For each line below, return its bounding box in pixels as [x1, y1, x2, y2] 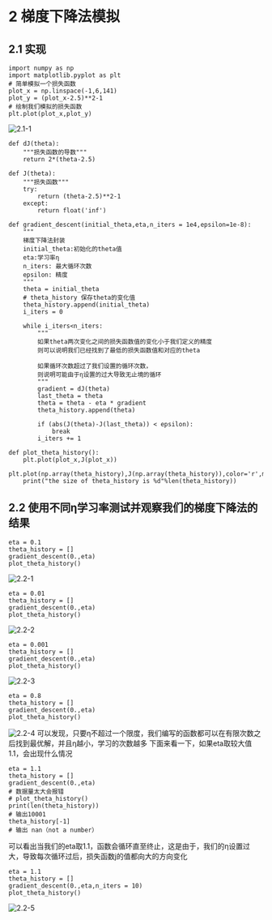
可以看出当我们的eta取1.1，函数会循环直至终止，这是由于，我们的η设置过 [8, 841, 251, 851]
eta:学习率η [23, 254, 60, 262]
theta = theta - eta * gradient [37, 399, 147, 407]
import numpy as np [8, 64, 74, 72]
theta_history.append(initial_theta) [23, 301, 151, 309]
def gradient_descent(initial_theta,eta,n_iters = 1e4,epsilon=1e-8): [8, 220, 252, 229]
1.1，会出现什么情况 [8, 748, 73, 758]
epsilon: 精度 [23, 271, 68, 279]
